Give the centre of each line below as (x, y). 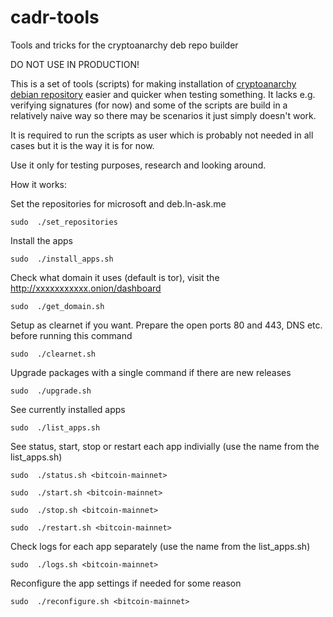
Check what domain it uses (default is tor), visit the (115, 277)
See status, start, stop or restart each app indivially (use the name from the (165, 446)
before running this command (71, 335)
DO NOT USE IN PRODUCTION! (75, 64)
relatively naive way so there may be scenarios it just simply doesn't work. (163, 115)
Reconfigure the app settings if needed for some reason (126, 583)
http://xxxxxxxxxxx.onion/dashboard (86, 288)
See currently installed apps (68, 409)
